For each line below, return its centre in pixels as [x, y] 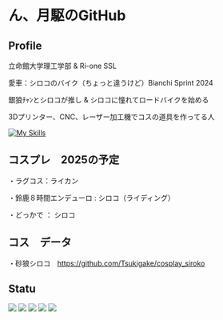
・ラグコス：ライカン [43, 181]
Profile [25, 45]
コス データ [40, 243]
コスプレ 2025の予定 [64, 160]
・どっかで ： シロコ [42, 214]
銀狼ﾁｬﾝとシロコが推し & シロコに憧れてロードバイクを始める [109, 100]
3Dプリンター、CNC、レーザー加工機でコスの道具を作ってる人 [111, 117]
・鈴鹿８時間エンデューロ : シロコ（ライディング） [92, 198]
